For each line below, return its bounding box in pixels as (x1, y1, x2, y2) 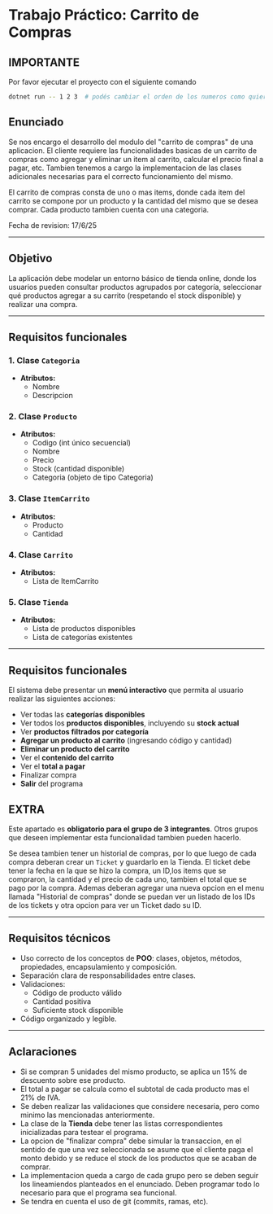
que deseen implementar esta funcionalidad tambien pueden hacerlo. (8, 833, 241, 842)
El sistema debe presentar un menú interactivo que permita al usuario (8, 686, 244, 695)
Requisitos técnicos (8, 931, 111, 945)
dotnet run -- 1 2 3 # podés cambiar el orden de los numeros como (8, 93, 245, 101)
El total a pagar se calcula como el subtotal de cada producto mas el (19, 1084, 249, 1093)
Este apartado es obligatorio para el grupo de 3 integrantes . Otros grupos (8, 824, 258, 834)
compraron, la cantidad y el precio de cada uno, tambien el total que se (8, 874, 247, 884)
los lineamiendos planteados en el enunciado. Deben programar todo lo (19, 1179, 260, 1189)
